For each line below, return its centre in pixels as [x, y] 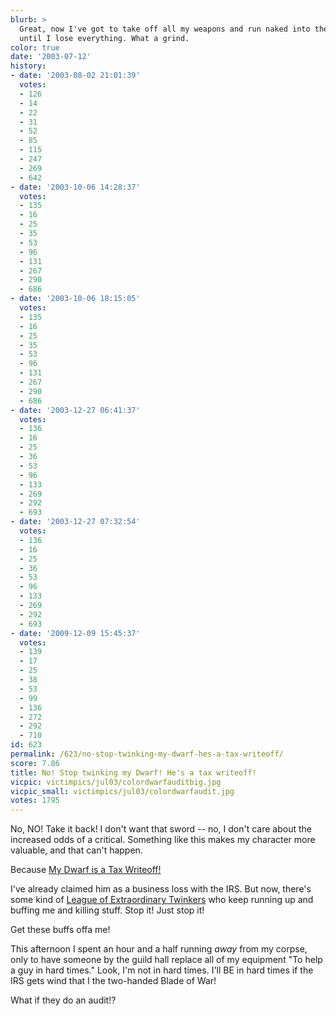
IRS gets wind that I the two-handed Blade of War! [113, 981]
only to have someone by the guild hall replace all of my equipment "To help [166, 960]
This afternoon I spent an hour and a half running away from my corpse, [159, 949]
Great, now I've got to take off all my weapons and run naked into [165, 29]
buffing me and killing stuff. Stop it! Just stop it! [107, 910]
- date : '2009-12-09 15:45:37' [75, 633]
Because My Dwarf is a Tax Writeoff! [86, 870]
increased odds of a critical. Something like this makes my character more [163, 840]
